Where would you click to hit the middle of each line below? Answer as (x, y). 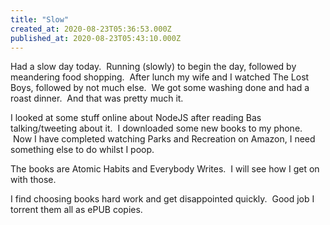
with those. (33, 180)
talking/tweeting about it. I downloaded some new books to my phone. (156, 128)
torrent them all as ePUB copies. (76, 210)
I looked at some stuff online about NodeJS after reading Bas (136, 118)
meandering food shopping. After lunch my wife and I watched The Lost (160, 77)
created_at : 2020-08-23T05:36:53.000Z (91, 29)
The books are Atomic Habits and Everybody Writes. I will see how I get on (165, 169)
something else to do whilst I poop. (82, 150)
